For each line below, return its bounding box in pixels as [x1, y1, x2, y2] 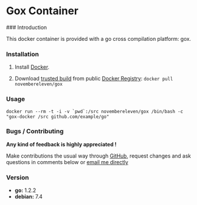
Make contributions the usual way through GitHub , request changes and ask [6, 152, 192, 159]
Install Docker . [14, 63, 50, 71]
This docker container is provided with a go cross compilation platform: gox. [6, 35, 192, 42]
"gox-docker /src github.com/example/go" [6, 114, 110, 120]
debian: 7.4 [14, 193, 43, 200]
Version [6, 173, 29, 181]
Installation [6, 50, 40, 58]
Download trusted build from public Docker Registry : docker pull [14, 75, 173, 82]
